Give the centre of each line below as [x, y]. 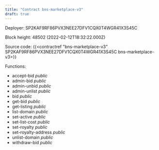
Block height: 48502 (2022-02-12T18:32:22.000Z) [55, 37]
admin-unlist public [31, 91]
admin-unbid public [32, 86]
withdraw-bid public [32, 142]
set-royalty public [30, 127]
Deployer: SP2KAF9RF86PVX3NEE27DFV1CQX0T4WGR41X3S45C [71, 28]
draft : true [17, 14]
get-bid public [26, 101]
